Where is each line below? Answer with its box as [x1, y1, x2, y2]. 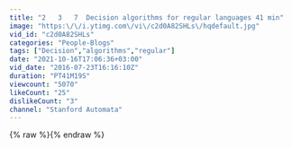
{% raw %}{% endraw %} [9, 129, 105, 140]
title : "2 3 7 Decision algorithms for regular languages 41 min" [9, 13, 284, 22]
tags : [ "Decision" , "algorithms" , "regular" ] [9, 47, 176, 56]
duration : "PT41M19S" [9, 72, 91, 81]
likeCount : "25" [9, 88, 70, 97]
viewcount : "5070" [9, 80, 78, 89]
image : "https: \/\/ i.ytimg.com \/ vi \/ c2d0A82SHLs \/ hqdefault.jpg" [9, 22, 260, 30]
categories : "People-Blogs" [9, 38, 115, 48]
